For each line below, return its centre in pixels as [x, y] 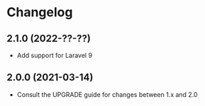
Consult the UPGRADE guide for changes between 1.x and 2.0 [107, 94]
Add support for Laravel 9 [55, 55]
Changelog [40, 12]
